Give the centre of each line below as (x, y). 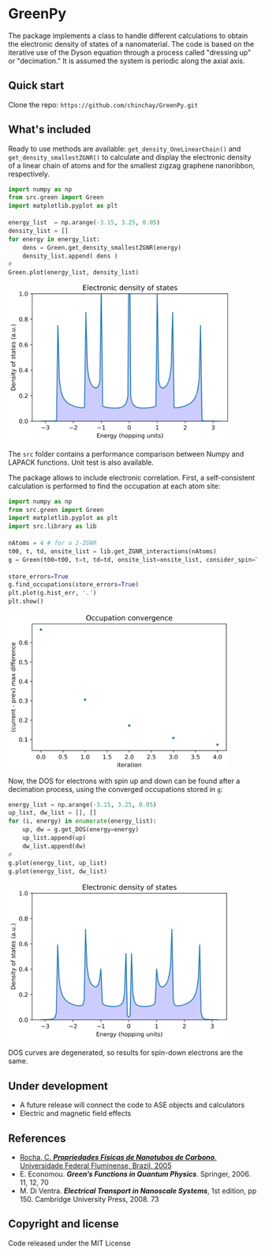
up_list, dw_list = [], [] (52, 813)
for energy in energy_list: (54, 239)
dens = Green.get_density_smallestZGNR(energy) (102, 247)
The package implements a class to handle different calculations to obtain (128, 36)
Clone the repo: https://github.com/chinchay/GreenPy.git (103, 104)
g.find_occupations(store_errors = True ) (74, 585)
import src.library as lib (52, 526)
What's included (50, 130)
